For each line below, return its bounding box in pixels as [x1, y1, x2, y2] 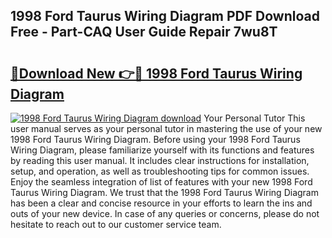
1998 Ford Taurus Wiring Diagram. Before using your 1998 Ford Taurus [10, 134, 301, 145]
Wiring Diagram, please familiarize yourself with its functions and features [10, 144, 315, 156]
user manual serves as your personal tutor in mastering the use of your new [10, 123, 323, 134]
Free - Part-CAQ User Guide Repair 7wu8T [10, 24, 278, 41]
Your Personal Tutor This [203, 112, 306, 124]
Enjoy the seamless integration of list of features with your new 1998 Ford [10, 176, 313, 188]
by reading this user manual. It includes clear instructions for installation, [10, 155, 310, 166]
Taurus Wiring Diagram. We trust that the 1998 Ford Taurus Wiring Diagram [10, 187, 319, 198]
